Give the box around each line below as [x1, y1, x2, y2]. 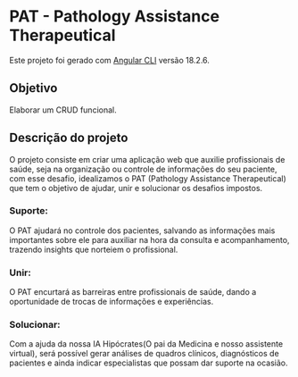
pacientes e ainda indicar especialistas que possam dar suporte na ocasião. [9, 357, 288, 368]
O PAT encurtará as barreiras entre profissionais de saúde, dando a [9, 287, 257, 297]
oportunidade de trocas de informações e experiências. [9, 297, 214, 307]
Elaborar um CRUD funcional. [9, 105, 118, 115]
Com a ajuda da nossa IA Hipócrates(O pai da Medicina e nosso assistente [9, 339, 284, 349]
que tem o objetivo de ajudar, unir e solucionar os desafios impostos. [9, 182, 263, 193]
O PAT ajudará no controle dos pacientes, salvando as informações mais [9, 225, 276, 236]
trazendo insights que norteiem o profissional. [9, 244, 178, 255]
